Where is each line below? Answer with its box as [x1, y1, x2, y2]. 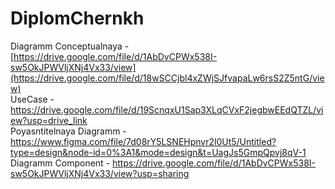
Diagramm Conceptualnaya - [10, 40, 130, 52]
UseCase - [10, 93, 55, 105]
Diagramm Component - [10, 157, 111, 169]
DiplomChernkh [10, 7, 145, 30]
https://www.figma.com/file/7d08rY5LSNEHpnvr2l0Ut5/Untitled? [10, 135, 277, 147]
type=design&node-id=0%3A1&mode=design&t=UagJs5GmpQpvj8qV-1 [10, 146, 307, 158]
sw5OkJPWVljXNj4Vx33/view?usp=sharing [10, 167, 190, 179]
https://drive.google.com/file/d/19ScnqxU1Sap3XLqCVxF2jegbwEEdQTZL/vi [10, 103, 324, 116]
